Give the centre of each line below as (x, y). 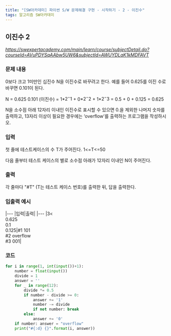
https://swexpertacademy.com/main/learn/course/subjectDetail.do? (78, 50)
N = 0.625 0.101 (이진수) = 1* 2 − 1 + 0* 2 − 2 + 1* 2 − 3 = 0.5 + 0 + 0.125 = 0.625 (85, 98)
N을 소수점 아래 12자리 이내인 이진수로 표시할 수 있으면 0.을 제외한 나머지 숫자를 (85, 110)
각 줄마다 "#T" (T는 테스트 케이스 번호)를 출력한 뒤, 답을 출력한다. (71, 187)
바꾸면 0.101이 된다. (25, 88)
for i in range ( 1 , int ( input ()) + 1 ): (44, 266)
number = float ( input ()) (41, 271)
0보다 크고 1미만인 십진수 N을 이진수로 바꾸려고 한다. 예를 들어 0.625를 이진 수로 (86, 81)
